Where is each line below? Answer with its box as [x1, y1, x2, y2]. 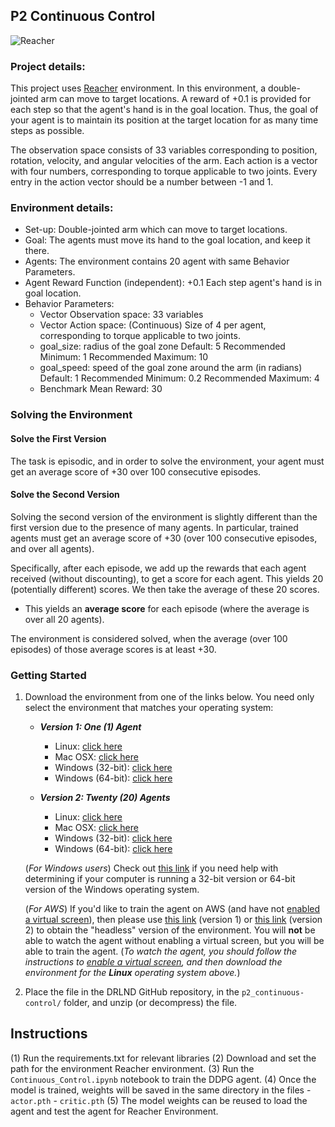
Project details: [10, 59, 86, 73]
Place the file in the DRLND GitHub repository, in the [24, 986, 240, 998]
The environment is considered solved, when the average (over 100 [10, 632, 288, 644]
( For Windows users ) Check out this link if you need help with [24, 862, 279, 874]
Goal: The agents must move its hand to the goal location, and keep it [24, 234, 311, 246]
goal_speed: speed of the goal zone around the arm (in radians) [39, 362, 303, 374]
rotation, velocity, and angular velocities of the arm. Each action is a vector [10, 155, 318, 167]
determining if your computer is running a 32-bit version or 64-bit [24, 873, 296, 885]
